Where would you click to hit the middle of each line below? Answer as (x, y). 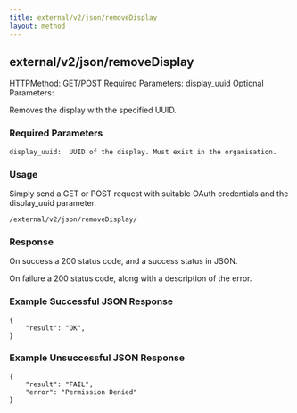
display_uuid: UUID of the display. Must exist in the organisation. (143, 152)
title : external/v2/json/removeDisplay (83, 17)
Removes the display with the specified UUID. (93, 110)
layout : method (37, 26)
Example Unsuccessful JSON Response (97, 358)
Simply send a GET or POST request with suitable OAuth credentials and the (149, 194)
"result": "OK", (56, 328)
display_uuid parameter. (53, 202)
